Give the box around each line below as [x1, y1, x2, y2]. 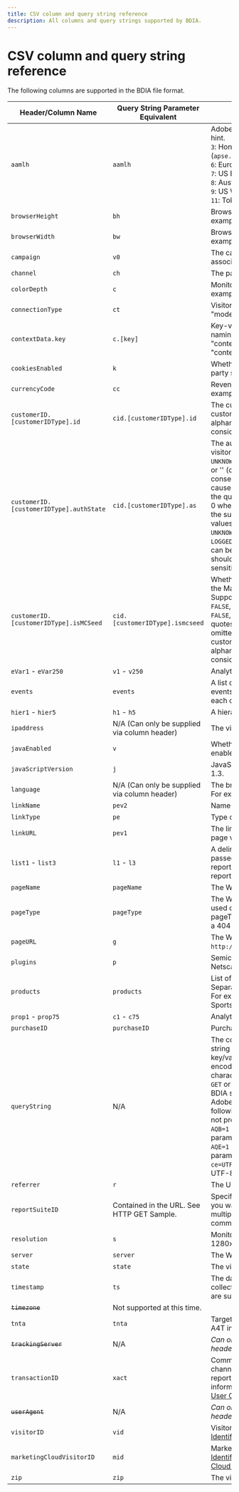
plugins [11, 959, 37, 966]
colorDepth [11, 286, 48, 293]
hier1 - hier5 [11, 707, 56, 717]
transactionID [11, 1374, 59, 1382]
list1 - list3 [11, 857, 56, 867]
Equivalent [139, 112, 177, 122]
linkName [11, 802, 41, 810]
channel [11, 269, 37, 278]
